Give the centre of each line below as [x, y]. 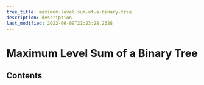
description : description [39, 18]
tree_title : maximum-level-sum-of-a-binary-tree [69, 12]
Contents [24, 76]
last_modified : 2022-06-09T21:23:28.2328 [60, 23]
